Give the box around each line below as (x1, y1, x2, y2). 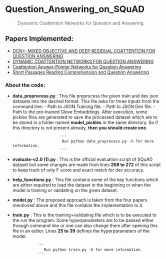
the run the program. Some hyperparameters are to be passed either (12, 217, 154, 223)
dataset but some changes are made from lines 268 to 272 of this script (12, 161, 161, 168)
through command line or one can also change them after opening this (12, 222, 158, 228)
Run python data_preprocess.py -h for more (61, 139, 154, 144)
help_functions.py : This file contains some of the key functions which (12, 176, 159, 183)
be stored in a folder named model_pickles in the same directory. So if (12, 119, 158, 125)
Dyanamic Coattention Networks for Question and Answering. (17, 20, 145, 26)
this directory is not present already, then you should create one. (12, 125, 147, 131)
